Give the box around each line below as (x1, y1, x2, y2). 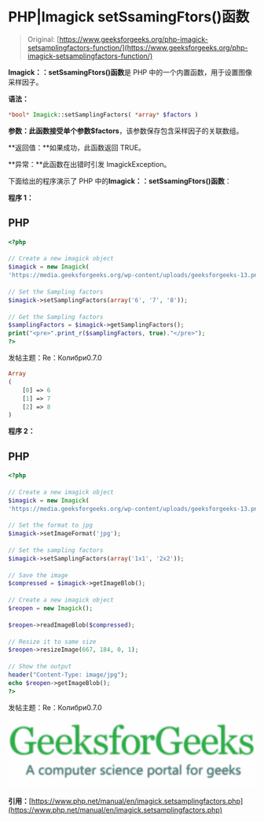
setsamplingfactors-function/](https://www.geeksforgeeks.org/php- (27, 43, 248, 52)
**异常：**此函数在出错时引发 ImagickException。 (8, 159, 171, 168)
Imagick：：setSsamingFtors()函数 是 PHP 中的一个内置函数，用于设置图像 (8, 67, 253, 76)
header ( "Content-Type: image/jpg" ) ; (8, 671, 128, 679)
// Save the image (8, 571, 68, 579)
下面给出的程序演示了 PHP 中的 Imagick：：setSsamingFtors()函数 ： (8, 176, 232, 186)
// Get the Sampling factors (8, 313, 104, 320)
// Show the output (8, 663, 72, 671)
